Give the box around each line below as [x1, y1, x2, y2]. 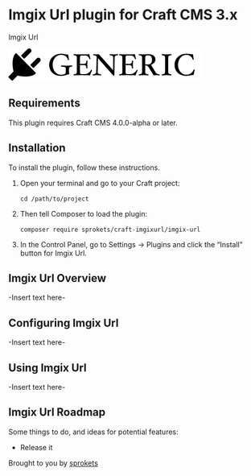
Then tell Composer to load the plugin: [19, 209, 147, 218]
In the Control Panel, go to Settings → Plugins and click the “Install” [19, 239, 243, 249]
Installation [8, 141, 66, 155]
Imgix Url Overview [8, 271, 107, 285]
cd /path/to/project [19, 195, 89, 203]
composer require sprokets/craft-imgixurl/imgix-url [19, 226, 201, 234]
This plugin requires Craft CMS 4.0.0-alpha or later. [8, 118, 179, 127]
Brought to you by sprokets [8, 457, 99, 468]
